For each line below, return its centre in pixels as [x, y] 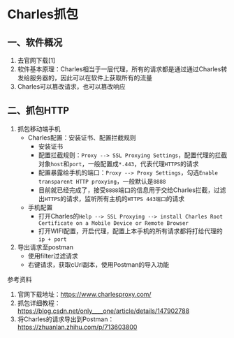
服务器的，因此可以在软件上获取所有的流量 [91, 78]
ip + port [52, 239]
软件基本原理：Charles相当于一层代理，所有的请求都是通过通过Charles [119, 69]
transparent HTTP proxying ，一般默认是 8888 [102, 181]
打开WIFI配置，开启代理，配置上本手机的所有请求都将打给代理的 [130, 230]
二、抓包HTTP [38, 111]
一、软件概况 [35, 42]
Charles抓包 [43, 14]
